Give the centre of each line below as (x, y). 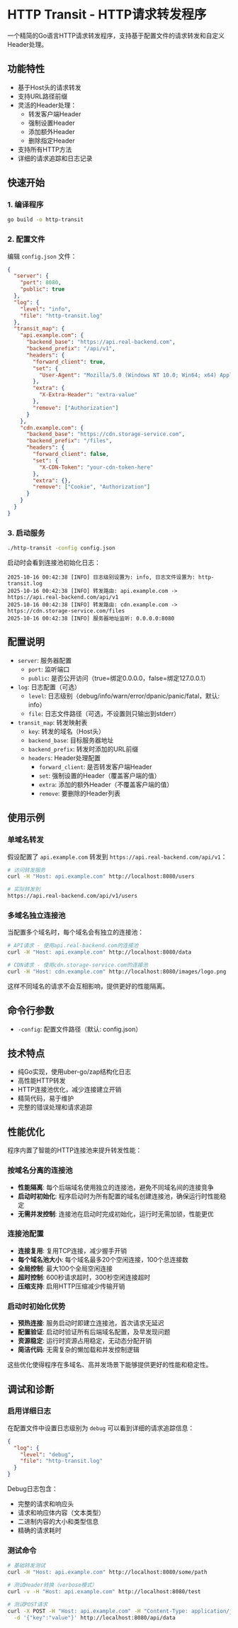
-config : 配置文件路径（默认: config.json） (80, 1029)
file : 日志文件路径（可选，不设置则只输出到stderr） (104, 713)
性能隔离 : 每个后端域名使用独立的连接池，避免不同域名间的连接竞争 (115, 1187)
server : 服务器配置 (45, 660)
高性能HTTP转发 (41, 1081)
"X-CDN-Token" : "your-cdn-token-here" (96, 467)
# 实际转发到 (24, 890)
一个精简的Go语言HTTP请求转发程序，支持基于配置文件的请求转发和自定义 (116, 35)
